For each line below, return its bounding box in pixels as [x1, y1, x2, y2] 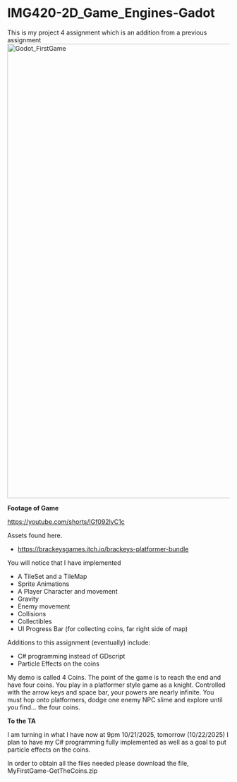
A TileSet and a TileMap [17, 572, 87, 580]
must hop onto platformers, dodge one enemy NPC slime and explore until [7, 695, 224, 704]
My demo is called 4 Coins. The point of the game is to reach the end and [7, 673, 221, 681]
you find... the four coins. [7, 703, 80, 711]
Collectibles [17, 617, 52, 625]
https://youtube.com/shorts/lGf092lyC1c [7, 517, 125, 526]
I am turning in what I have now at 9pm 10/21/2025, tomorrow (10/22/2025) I [7, 730, 229, 738]
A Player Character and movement [17, 587, 118, 595]
